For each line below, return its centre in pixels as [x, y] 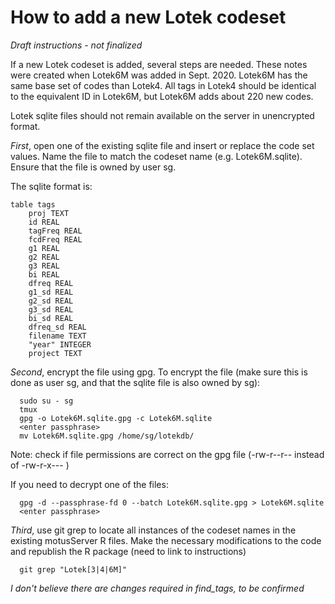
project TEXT [55, 353]
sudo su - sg [46, 401]
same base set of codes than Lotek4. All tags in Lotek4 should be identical [163, 85]
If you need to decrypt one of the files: [89, 484]
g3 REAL [44, 266]
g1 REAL [44, 248]
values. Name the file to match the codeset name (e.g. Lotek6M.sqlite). [156, 156]
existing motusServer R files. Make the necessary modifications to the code [166, 540]
